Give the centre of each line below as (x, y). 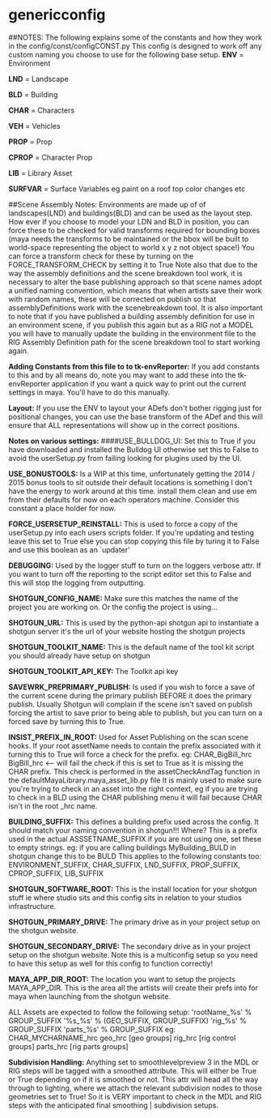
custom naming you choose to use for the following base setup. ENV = (126, 54)
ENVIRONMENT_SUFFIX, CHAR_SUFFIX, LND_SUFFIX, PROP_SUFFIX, (124, 864)
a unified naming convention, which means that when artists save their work (135, 290)
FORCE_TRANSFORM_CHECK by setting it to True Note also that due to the (133, 264)
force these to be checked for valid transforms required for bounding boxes (134, 230)
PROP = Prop (30, 141)
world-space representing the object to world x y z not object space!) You (131, 247)
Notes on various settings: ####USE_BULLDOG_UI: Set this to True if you (132, 441)
